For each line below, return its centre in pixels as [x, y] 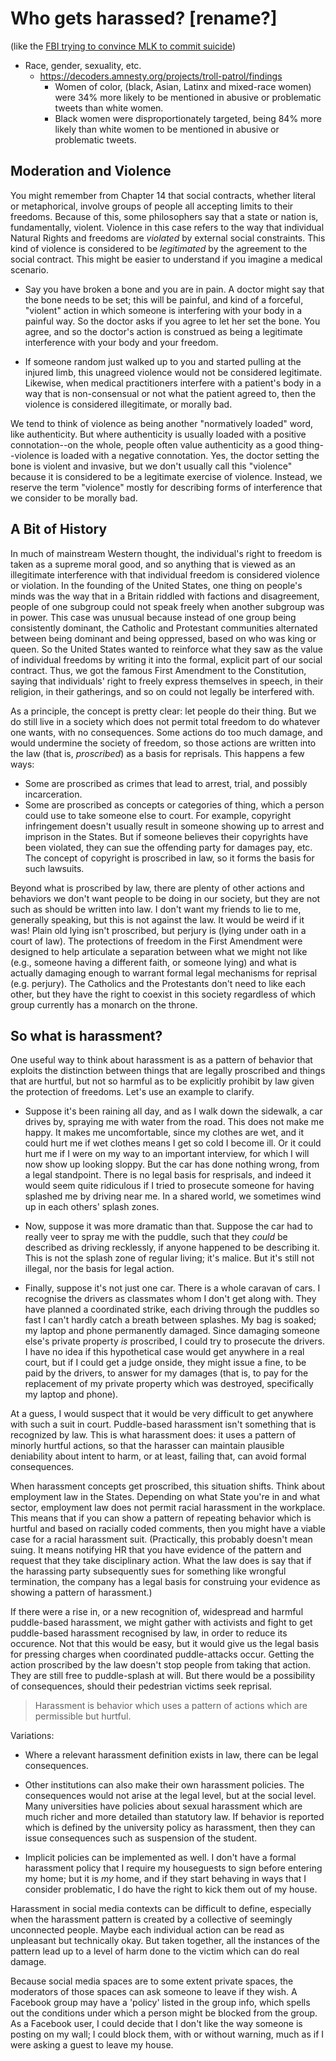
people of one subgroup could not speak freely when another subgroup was [167, 606]
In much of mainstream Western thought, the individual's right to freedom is [166, 553]
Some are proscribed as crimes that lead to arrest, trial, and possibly [166, 783]
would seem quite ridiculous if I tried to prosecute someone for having [169, 1186]
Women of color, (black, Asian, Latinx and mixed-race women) [183, 86]
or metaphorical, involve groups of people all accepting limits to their [152, 206]
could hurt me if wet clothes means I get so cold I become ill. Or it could [173, 1143]
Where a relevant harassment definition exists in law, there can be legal [171, 1755]
